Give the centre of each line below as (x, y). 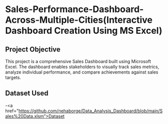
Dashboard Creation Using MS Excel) (84, 31)
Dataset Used (27, 94)
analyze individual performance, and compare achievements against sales (82, 72)
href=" (12, 111)
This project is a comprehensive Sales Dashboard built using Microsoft (78, 61)
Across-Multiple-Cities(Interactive (79, 20)
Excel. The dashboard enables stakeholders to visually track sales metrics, (82, 67)
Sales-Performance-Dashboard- (74, 9)
